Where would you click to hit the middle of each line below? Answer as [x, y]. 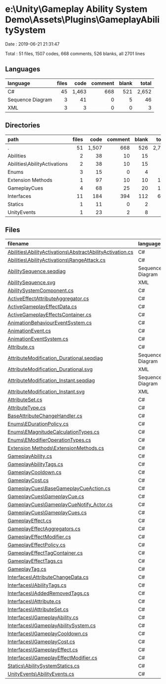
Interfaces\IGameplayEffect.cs [43, 650]
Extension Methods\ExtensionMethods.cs [56, 448]
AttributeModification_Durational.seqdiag [55, 358]
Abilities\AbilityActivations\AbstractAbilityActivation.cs [70, 252]
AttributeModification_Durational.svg [50, 369]
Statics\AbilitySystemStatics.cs [44, 666]
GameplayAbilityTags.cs [35, 464]
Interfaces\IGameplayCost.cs [41, 642]
